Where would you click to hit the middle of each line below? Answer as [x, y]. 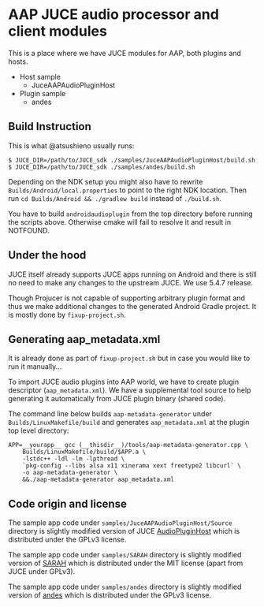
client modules [58, 31]
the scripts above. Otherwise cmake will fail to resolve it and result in [120, 222]
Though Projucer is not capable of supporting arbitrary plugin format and [127, 298]
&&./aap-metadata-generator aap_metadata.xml [99, 480]
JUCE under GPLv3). [42, 572]
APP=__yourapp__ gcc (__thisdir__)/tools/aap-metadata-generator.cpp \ [128, 445]
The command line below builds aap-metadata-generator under [110, 414]
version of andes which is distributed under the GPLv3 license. [110, 595]
